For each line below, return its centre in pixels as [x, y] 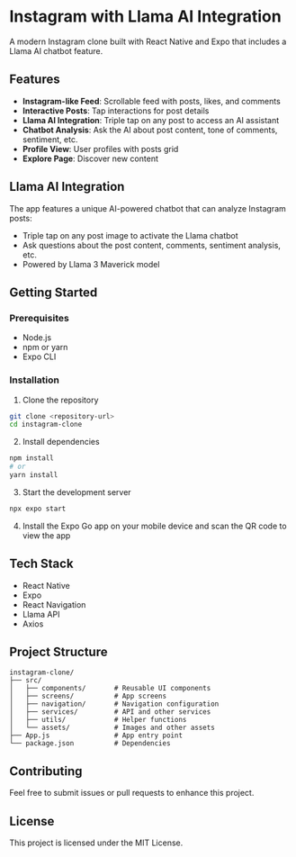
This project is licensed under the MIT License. [96, 843]
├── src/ [26, 681]
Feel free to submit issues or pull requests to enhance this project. [132, 793]
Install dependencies [61, 442]
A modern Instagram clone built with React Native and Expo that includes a [148, 41]
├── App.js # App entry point [96, 735]
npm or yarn [45, 347]
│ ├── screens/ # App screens [88, 696]
